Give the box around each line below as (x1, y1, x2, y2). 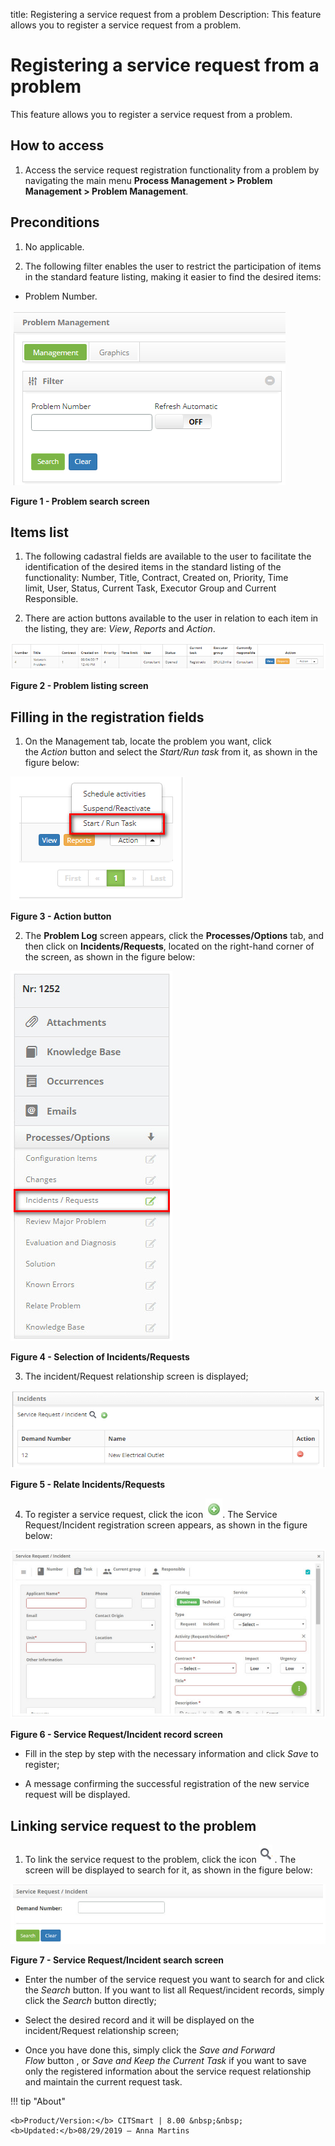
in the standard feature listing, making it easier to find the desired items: (24, 270, 322, 283)
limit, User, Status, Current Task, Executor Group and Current (24, 582, 277, 594)
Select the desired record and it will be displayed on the (24, 2014, 255, 2026)
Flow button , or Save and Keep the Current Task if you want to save (24, 2054, 307, 2066)
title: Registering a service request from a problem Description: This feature (10, 9, 322, 20)
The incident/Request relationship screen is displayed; (24, 1370, 249, 1383)
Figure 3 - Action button (10, 910, 112, 923)
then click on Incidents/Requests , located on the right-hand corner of (24, 940, 315, 953)
